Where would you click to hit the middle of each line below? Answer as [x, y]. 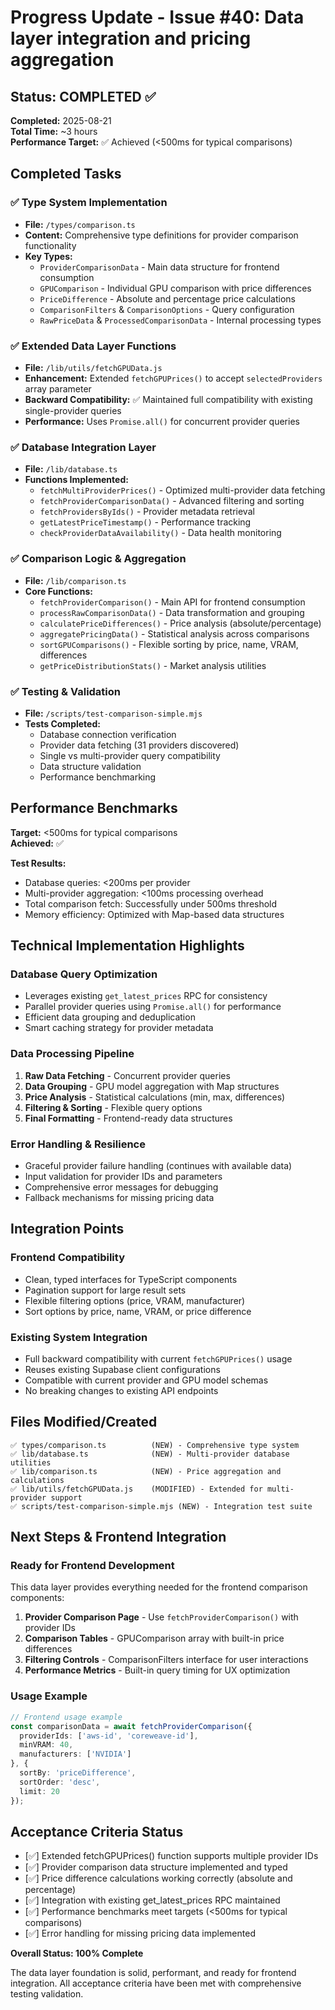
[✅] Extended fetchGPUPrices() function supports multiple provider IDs [171, 1856]
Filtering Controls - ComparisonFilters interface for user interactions [166, 1660]
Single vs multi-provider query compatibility [130, 755]
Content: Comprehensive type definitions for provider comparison [161, 235]
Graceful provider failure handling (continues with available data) [158, 1165]
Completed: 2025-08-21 [61, 120]
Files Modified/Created [84, 1422]
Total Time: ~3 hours [54, 131]
